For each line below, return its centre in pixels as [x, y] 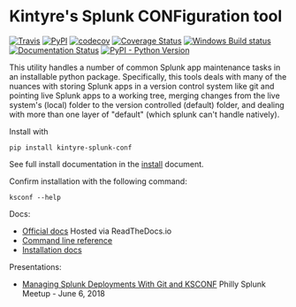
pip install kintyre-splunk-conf [71, 148]
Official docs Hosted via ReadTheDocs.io [97, 231]
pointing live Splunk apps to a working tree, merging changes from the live [144, 96]
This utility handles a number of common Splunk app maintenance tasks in [145, 67]
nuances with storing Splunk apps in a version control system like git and [142, 86]
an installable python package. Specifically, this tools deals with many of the [148, 76]
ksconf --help [35, 197]
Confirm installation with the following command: [98, 181]
